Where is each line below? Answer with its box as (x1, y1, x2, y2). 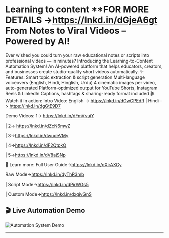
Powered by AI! (5, 36, 70, 47)
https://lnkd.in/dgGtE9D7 (9, 103, 61, 109)
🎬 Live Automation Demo (5, 206, 86, 215)
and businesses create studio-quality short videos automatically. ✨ (5, 68, 144, 74)
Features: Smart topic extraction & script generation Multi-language (5, 74, 145, 80)
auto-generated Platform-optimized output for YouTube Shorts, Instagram (5, 85, 158, 91)
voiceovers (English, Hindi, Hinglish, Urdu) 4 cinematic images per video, (5, 79, 157, 85)
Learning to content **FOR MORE (5, 4, 149, 15)
